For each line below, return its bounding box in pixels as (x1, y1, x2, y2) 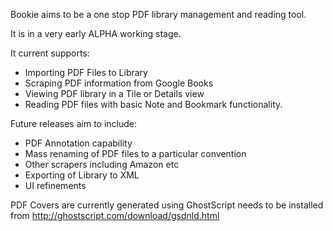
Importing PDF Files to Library (24, 67, 148, 78)
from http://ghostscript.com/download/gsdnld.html (10, 210, 220, 221)
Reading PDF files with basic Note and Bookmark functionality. (24, 99, 283, 110)
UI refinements (24, 180, 87, 191)
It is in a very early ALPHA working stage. (10, 28, 182, 39)
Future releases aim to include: (10, 118, 138, 129)
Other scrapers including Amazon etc (24, 159, 180, 170)
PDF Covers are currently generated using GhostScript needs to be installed (10, 199, 324, 211)
